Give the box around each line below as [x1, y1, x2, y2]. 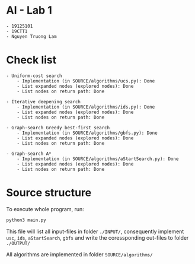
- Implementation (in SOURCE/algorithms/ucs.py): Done [17, 78, 155, 84]
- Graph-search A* [6, 151, 52, 157]
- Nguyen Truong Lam [6, 33, 57, 39]
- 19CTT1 [6, 28, 28, 34]
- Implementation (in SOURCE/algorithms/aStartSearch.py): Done [17, 155, 179, 162]
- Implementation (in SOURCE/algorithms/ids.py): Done [17, 104, 155, 110]
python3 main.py [6, 217, 46, 223]
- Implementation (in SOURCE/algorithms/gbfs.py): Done [17, 130, 158, 136]
